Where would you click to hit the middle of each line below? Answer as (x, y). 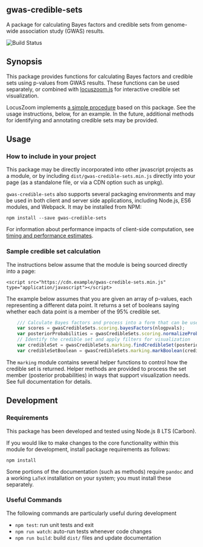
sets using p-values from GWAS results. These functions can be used (93, 83)
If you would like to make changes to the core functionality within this (92, 443)
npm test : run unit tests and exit (54, 525)
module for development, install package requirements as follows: (88, 449)
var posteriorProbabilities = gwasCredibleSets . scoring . (90, 334)
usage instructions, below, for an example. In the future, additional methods (100, 114)
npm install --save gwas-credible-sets (56, 218)
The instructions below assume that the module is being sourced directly (97, 264)
